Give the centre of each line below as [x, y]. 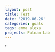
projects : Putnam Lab [28, 33]
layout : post [19, 10]
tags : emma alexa [23, 28]
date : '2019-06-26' [25, 19]
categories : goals [24, 24]
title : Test [17, 14]
